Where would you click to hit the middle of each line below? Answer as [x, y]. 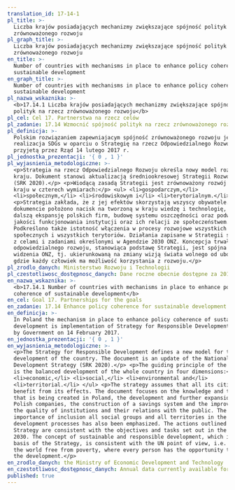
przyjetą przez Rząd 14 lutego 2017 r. [72, 150]
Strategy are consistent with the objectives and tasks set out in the [120, 430]
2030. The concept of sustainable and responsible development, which [119, 437]
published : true [31, 476]
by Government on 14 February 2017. [67, 332]
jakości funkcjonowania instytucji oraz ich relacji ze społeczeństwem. [122, 222]
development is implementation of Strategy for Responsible [103, 326]
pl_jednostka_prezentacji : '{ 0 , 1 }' [65, 157]
